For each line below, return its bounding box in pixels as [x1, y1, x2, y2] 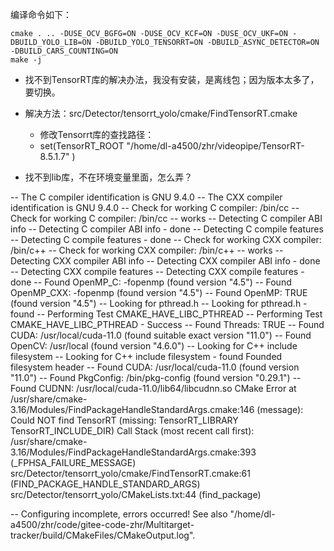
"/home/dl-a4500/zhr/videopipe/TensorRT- [126, 140, 305, 152]
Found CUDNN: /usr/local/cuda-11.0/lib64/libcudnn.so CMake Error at [10, 383, 297, 394]
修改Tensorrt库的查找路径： [39, 129, 155, 140]
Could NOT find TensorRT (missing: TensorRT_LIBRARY [10, 414, 239, 426]
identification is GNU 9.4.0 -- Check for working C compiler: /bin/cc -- [10, 202, 300, 213]
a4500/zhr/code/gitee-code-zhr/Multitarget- [10, 519, 195, 530]
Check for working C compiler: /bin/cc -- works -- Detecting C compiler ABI [10, 213, 323, 224]
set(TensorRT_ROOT [39, 140, 125, 152]
